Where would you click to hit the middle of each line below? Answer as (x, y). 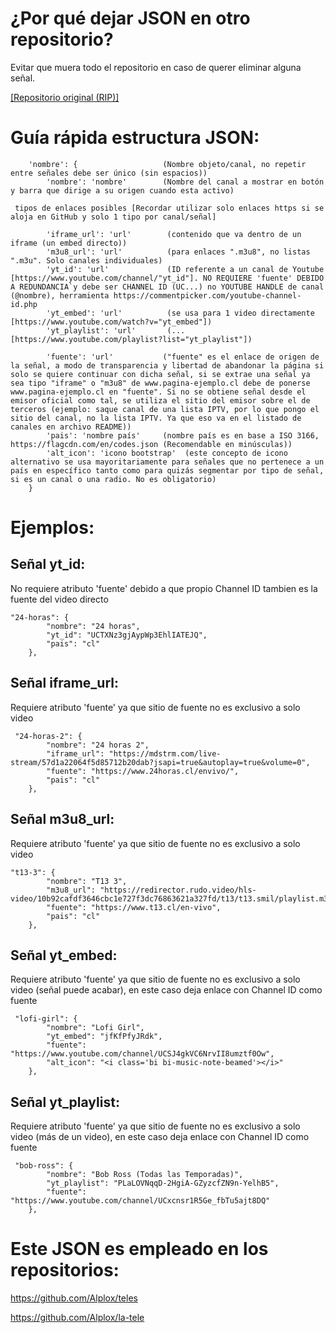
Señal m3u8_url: (62, 819)
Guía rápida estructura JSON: (135, 138)
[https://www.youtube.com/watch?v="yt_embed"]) (111, 322)
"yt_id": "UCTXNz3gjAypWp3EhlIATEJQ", (127, 635)
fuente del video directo (59, 599)
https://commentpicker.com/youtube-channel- (207, 295)
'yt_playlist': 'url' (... (116, 330)
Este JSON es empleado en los (139, 1249)
